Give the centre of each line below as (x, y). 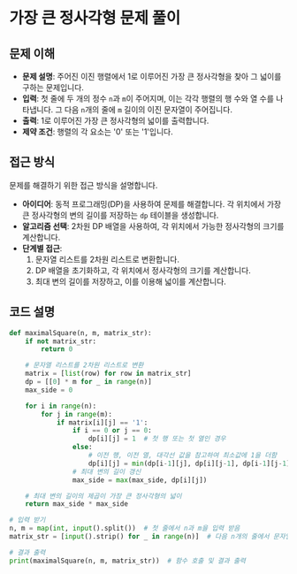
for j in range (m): (77, 414)
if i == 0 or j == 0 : (112, 431)
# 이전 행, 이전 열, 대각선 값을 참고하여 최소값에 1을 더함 (183, 455)
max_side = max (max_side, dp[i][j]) (140, 480)
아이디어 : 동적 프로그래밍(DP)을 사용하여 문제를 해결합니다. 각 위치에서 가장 (151, 203)
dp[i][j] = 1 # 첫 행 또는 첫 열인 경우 (157, 439)
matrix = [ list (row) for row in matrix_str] (108, 374)
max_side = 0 (49, 390)
